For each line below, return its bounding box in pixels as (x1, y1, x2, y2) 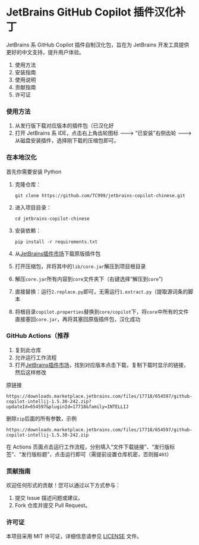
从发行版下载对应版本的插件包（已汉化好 (14, 122, 114, 129)
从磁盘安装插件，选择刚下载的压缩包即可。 (14, 137, 119, 144)
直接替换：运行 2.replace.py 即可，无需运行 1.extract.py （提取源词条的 (14, 288, 188, 295)
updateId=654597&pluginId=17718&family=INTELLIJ (6, 403, 129, 410)
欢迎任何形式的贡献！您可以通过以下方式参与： (6, 482, 121, 489)
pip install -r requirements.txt (14, 239, 98, 245)
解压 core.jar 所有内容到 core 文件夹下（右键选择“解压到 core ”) (14, 275, 163, 282)
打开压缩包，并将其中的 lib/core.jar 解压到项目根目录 (14, 263, 146, 270)
